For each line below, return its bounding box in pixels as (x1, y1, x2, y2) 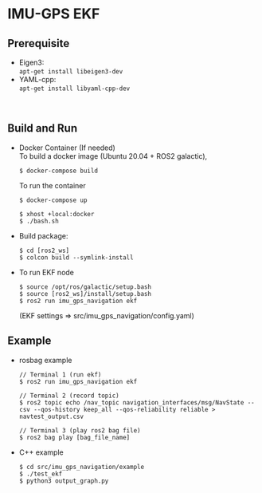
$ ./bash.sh (18, 217, 59, 225)
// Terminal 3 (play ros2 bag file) (18, 426, 141, 435)
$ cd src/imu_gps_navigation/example (18, 463, 145, 471)
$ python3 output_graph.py (18, 476, 109, 485)
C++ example (18, 448, 65, 457)
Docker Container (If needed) (18, 143, 116, 152)
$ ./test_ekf (18, 470, 63, 478)
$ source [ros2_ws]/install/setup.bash (18, 290, 152, 298)
